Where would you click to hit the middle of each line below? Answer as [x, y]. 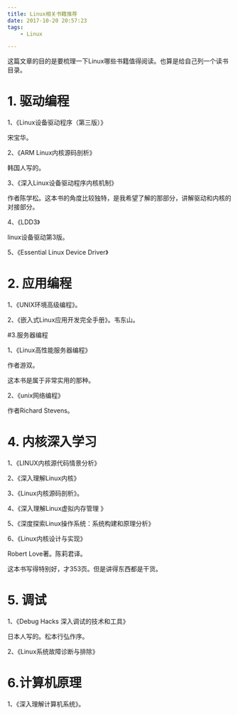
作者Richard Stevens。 [40, 411]
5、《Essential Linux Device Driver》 [58, 253]
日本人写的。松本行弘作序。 [48, 636]
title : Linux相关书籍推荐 [43, 14]
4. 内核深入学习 [52, 442]
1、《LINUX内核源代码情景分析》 [54, 463]
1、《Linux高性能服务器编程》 [49, 350]
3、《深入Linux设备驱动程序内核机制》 [63, 183]
